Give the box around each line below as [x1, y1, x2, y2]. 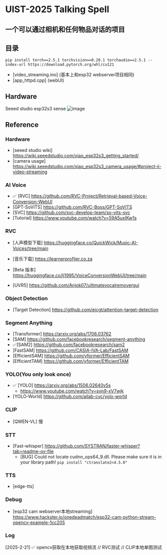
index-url [5, 62, 26, 67]
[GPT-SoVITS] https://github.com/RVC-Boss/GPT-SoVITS [12, 204, 133, 210]
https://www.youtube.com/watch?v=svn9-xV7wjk [20, 388, 124, 394]
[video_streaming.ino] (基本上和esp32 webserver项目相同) [12, 72, 135, 78]
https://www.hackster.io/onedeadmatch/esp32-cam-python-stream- [12, 514, 156, 520]
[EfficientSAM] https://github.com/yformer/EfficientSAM [12, 353, 130, 359]
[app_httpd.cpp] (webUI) [12, 77, 64, 83]
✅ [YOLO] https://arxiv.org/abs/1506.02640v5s [12, 382, 111, 388]
